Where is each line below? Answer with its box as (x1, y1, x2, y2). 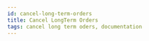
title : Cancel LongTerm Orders (7, 17, 99, 24)
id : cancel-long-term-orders (7, 10, 92, 17)
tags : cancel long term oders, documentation (7, 23, 142, 30)
